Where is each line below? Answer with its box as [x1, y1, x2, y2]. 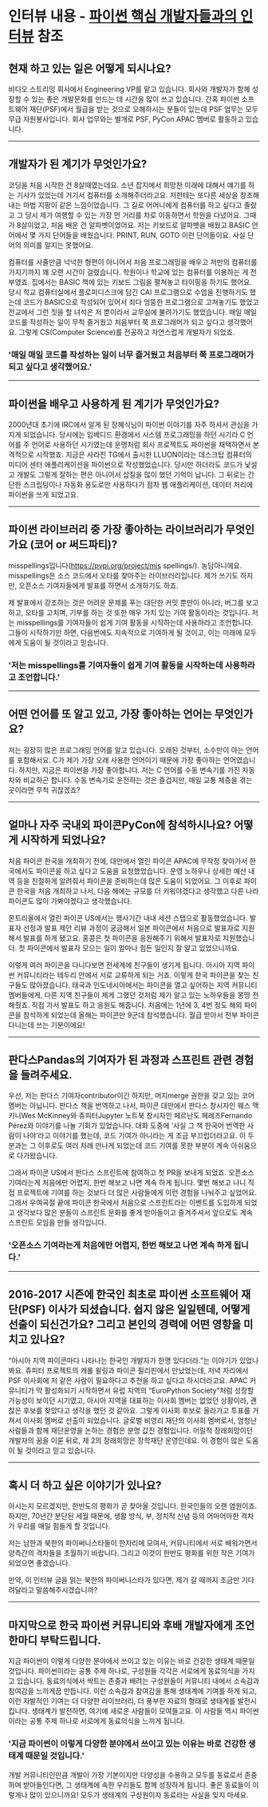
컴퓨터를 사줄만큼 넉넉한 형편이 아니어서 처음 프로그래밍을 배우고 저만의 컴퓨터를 [8, 257, 258, 266]
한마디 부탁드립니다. [8, 1633, 101, 1647]
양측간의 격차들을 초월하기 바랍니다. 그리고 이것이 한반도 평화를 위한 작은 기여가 [8, 1549, 255, 1558]
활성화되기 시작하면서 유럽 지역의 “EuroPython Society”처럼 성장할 [44, 1385, 254, 1395]
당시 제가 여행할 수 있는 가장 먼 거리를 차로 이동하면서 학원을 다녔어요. [25, 210, 242, 220]
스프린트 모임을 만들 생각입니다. [8, 1217, 107, 1228]
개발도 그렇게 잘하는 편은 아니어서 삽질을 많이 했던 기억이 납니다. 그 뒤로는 [16, 470, 246, 479]
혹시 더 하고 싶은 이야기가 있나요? [8, 1478, 162, 1492]
